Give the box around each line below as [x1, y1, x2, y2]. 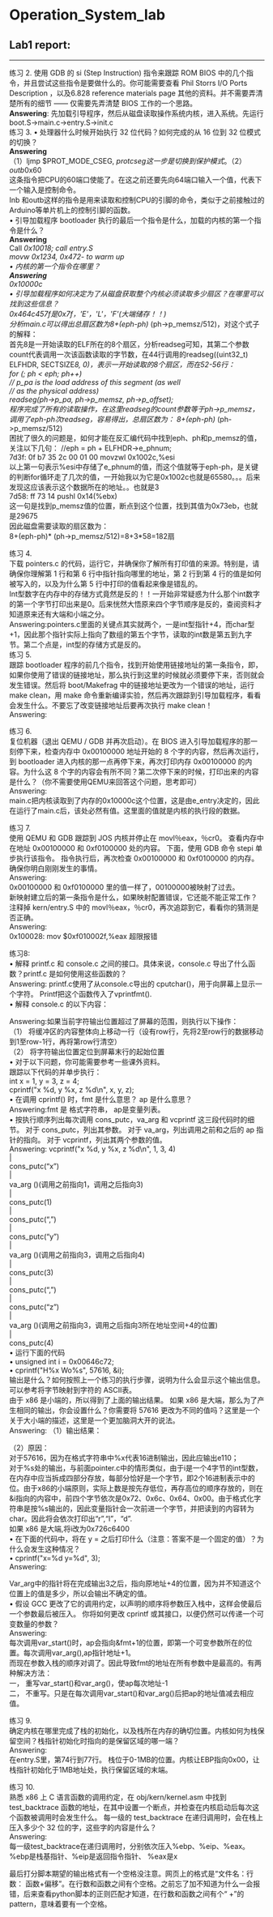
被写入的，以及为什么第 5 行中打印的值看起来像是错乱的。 [9, 579, 203, 588]
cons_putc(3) [9, 1268, 54, 1277]
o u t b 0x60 [9, 165, 42, 175]
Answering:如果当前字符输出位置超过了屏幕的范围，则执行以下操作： [9, 1017, 239, 1026]
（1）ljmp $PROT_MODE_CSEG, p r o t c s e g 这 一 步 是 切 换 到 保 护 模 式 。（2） [9, 156, 246, 165]
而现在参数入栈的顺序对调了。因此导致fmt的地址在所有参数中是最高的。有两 [9, 1659, 262, 1667]
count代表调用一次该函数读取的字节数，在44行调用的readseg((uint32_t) [9, 350, 249, 359]
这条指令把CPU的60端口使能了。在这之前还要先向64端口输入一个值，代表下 [9, 175, 262, 184]
